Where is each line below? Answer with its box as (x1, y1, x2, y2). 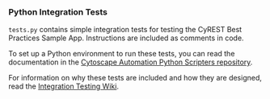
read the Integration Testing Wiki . (8, 81, 120, 91)
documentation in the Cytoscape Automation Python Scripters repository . (8, 57, 253, 67)
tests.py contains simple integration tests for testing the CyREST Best (8, 25, 243, 35)
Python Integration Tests (8, 6, 108, 18)
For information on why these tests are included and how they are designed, (8, 73, 263, 83)
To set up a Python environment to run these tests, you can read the (8, 49, 235, 59)
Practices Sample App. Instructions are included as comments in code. (8, 33, 244, 43)
